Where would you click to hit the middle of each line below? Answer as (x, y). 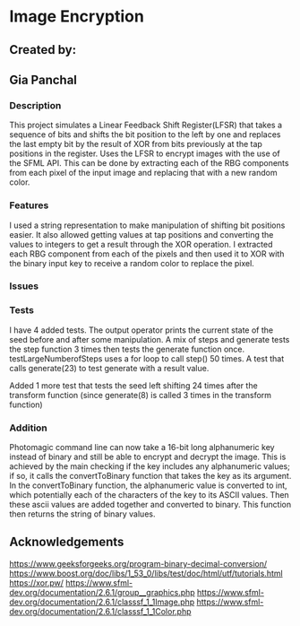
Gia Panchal (43, 79)
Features (29, 205)
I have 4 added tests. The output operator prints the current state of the (141, 330)
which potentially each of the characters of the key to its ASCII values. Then (149, 495)
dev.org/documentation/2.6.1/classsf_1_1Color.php (100, 611)
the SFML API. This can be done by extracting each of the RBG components (149, 163)
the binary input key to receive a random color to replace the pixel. (132, 263)
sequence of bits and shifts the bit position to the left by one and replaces (145, 135)
